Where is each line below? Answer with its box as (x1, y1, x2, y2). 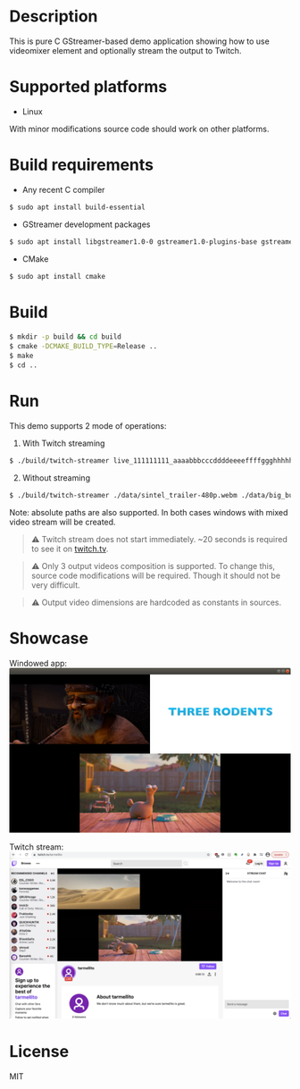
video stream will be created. (9, 516, 116, 527)
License (9, 1042, 70, 1062)
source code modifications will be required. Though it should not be (30, 570, 281, 581)
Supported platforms (9, 77, 168, 97)
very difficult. (30, 579, 80, 591)
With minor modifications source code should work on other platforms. (9, 123, 270, 134)
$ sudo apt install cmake (9, 272, 105, 281)
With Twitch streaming (21, 438, 105, 448)
